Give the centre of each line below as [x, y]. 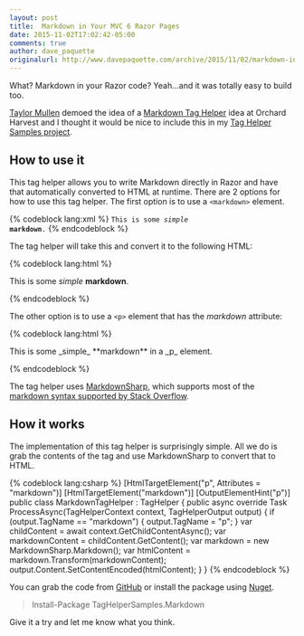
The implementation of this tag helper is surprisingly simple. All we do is [143, 446]
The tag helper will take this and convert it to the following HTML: [131, 246]
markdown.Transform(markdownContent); [88, 560]
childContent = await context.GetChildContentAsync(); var [118, 531]
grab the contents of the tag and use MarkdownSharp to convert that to [142, 456]
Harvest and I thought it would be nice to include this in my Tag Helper [140, 122]
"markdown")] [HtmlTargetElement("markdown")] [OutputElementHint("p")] [150, 492]
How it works [47, 425]
